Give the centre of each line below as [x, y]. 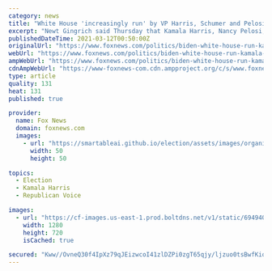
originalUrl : [30, 46]
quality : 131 [30, 83]
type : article [32, 76]
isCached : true [49, 240]
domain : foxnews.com [50, 129]
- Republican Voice [49, 196]
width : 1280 [43, 225]
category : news [34, 16]
